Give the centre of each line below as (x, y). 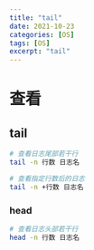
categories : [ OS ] (42, 34)
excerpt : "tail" (40, 52)
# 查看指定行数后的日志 (47, 178)
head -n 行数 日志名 (44, 237)
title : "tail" (36, 18)
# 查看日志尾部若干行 (44, 154)
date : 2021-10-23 (42, 26)
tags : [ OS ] (30, 43)
